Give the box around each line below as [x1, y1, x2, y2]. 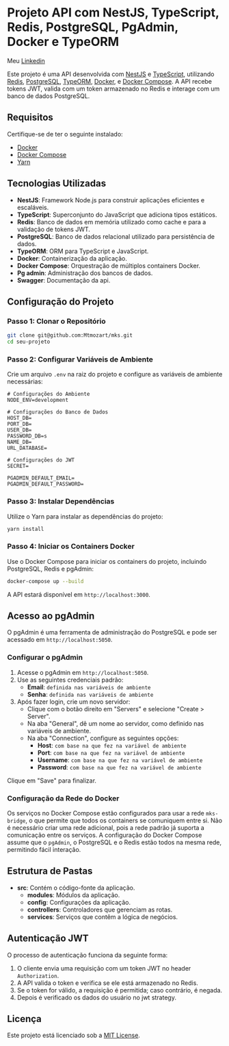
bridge [7, 818, 26, 824]
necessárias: [7, 377, 43, 385]
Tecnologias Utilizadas [7, 178, 107, 189]
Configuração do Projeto [7, 296, 114, 307]
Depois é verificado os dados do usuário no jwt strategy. [16, 993, 176, 1001]
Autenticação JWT [7, 933, 89, 944]
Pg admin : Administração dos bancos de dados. [16, 269, 153, 277]
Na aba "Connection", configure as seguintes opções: [27, 734, 179, 742]
